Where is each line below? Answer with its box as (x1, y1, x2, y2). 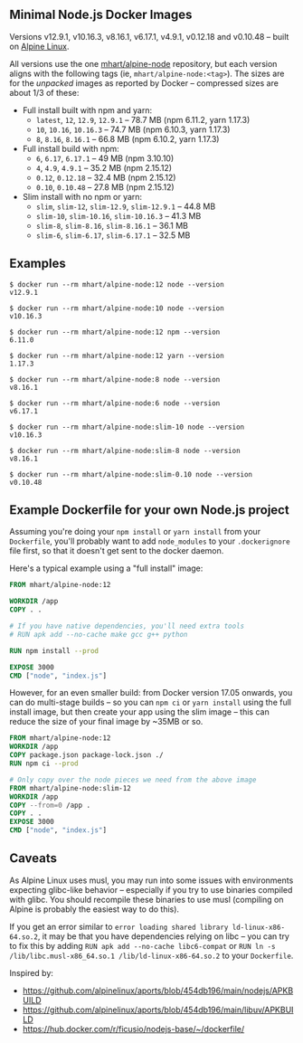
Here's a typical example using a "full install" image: (9, 563, 204, 574)
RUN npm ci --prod (9, 759, 79, 768)
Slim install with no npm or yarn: (22, 191, 143, 202)
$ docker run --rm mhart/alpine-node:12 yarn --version (9, 351, 224, 360)
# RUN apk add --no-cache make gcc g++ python (9, 630, 188, 639)
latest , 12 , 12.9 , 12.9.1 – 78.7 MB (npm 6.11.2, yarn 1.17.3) (35, 114, 251, 125)
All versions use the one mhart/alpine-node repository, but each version (9, 58, 278, 69)
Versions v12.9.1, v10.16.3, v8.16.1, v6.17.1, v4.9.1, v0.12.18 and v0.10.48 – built (9, 31, 289, 42)
